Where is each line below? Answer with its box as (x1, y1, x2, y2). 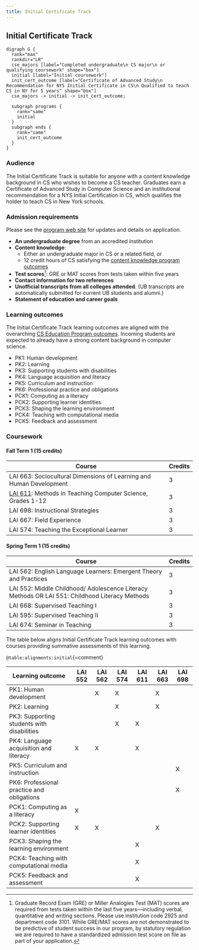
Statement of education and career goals (14, 295, 118, 303)
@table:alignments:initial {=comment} (6, 654, 104, 661)
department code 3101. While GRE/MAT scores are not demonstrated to (14, 918, 190, 926)
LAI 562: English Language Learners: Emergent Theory (9, 567, 162, 575)
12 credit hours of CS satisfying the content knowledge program (23, 257, 180, 264)
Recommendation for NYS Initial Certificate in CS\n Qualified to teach (6, 83, 190, 89)
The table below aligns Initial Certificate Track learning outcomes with (6, 636, 176, 643)
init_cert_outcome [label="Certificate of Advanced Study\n (11, 78, 163, 84)
